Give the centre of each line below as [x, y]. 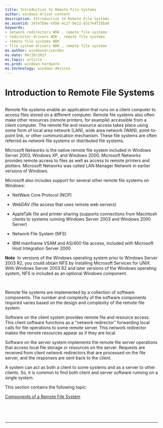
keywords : [15, 28]
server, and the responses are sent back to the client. [58, 358]
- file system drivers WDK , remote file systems [56, 46]
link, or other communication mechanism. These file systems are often [87, 135]
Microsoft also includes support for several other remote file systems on [77, 180]
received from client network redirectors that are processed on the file [75, 352]
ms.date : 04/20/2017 [26, 55]
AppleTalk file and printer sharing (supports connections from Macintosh [85, 214]
